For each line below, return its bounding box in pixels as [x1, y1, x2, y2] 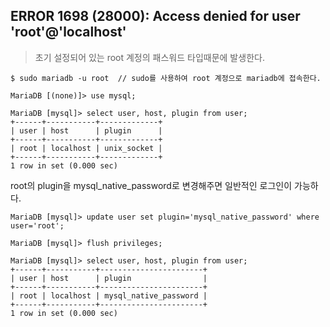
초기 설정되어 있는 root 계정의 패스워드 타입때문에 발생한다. [34, 51, 265, 63]
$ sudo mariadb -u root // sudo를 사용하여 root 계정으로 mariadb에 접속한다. [10, 73, 322, 83]
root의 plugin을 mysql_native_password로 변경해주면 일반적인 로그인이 [10, 179, 293, 191]
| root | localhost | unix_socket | [10, 143, 163, 153]
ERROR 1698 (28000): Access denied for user [10, 8, 301, 25]
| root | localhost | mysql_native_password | [10, 290, 208, 301]
